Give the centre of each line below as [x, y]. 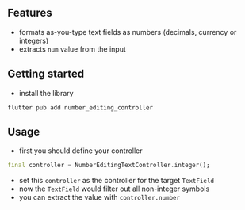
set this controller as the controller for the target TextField [117, 181]
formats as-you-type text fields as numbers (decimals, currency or [128, 32]
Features [30, 13]
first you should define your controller [81, 151]
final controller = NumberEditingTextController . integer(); [109, 166]
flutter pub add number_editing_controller [80, 107]
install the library [46, 93]
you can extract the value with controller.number [99, 197]
